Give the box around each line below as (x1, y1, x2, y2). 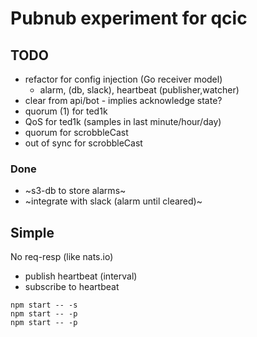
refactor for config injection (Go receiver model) (24, 73, 223, 85)
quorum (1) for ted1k (24, 105, 108, 117)
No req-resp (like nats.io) (10, 251, 114, 263)
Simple (10, 224, 55, 241)
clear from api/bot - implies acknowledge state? (24, 95, 223, 106)
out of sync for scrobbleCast (24, 137, 143, 149)
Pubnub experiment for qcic (10, 7, 248, 30)
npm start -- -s (10, 300, 78, 311)
